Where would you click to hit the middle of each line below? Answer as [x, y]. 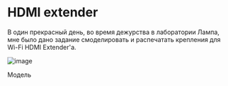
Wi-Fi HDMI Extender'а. [42, 47]
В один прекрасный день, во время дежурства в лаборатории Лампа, [113, 32]
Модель [19, 75]
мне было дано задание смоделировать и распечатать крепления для [114, 39]
